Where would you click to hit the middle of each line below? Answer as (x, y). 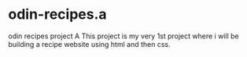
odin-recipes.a (58, 14)
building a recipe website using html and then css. (89, 44)
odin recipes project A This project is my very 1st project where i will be (124, 36)
